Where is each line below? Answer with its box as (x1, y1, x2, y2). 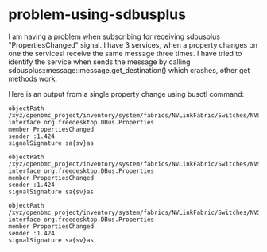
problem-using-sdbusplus (8, 6, 187, 24)
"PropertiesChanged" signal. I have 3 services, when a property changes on (8, 40, 258, 49)
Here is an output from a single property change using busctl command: (8, 89, 245, 98)
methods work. (8, 74, 58, 83)
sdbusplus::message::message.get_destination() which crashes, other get (8, 65, 250, 74)
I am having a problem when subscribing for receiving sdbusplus (8, 32, 221, 41)
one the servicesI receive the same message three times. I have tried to (8, 48, 242, 58)
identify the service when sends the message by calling (8, 57, 191, 67)
